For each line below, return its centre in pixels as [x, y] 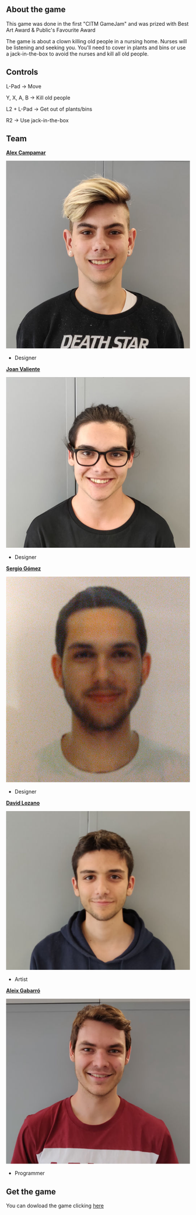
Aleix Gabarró [23, 990]
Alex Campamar [26, 153]
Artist [21, 979]
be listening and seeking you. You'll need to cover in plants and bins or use [96, 47]
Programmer [29, 1173]
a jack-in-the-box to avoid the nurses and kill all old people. [77, 54]
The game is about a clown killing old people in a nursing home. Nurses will [97, 41]
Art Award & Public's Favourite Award [51, 30]
